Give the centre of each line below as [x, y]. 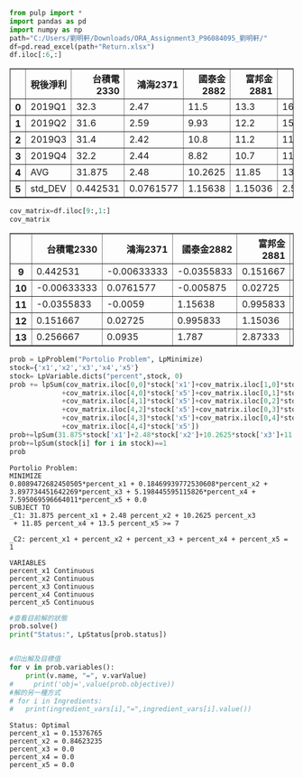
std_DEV [48, 189]
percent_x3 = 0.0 [42, 749]
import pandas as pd [48, 21]
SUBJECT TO [30, 507]
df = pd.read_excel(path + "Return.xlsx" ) [82, 46]
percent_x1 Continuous [52, 570]
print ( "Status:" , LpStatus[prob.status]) [88, 635]
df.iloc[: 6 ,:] [36, 55]
